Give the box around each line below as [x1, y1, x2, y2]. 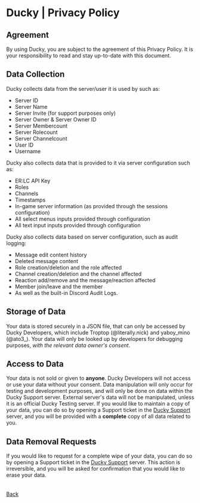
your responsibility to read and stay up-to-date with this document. [6, 52, 171, 59]
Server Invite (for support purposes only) [14, 109, 116, 117]
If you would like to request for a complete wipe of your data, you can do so [6, 452, 193, 460]
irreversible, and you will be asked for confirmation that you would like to [6, 465, 185, 472]
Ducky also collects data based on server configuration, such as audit [6, 233, 178, 240]
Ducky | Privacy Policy [6, 6, 120, 20]
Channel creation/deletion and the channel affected [14, 270, 142, 278]
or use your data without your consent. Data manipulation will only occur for [6, 381, 193, 388]
